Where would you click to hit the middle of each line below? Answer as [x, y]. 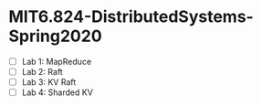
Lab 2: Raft [42, 72]
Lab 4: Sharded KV [57, 92]
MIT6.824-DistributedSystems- [131, 17]
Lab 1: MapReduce [57, 61]
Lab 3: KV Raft [49, 82]
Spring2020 [55, 36]
